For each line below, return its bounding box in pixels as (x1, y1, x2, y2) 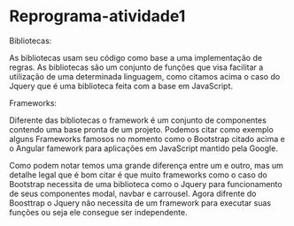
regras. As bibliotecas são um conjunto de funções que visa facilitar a (9, 62, 264, 72)
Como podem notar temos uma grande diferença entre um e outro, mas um (9, 160, 283, 170)
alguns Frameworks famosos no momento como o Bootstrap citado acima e (9, 133, 285, 144)
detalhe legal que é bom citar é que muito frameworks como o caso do (9, 169, 268, 180)
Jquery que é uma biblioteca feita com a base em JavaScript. (9, 80, 233, 91)
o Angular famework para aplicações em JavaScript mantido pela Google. (9, 143, 279, 154)
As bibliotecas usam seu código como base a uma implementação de (9, 52, 263, 63)
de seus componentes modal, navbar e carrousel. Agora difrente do (9, 188, 257, 199)
